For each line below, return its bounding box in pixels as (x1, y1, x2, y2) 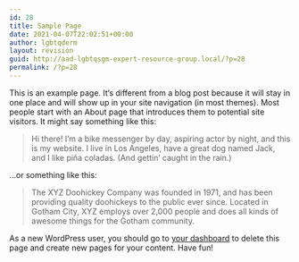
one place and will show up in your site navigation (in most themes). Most (9, 97, 279, 107)
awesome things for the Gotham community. (30, 216, 195, 226)
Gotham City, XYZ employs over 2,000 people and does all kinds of (30, 206, 279, 216)
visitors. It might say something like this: (9, 115, 157, 126)
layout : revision (9, 46, 74, 55)
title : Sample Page (9, 21, 82, 30)
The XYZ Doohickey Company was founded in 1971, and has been (30, 187, 274, 198)
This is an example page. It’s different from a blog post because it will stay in (9, 87, 291, 98)
